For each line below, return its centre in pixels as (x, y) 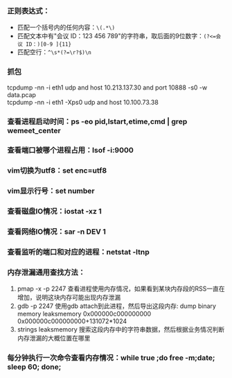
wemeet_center (34, 130)
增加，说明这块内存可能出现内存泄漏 (69, 298)
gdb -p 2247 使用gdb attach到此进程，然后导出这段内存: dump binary (117, 306)
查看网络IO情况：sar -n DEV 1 (56, 232)
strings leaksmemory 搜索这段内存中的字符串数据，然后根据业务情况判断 (121, 329)
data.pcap (22, 94)
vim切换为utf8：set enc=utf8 (57, 171)
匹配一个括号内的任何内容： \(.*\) (66, 27)
